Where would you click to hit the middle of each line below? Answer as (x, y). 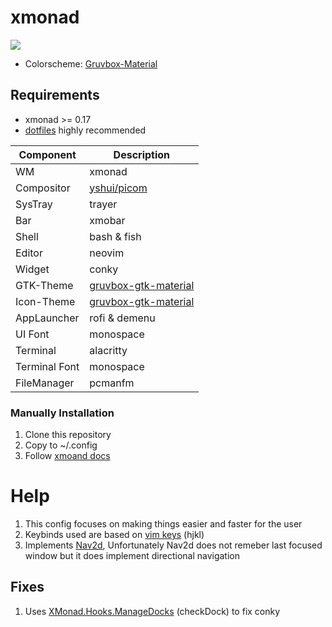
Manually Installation (62, 413)
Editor (29, 253)
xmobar (107, 220)
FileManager (45, 383)
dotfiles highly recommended (85, 130)
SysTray (34, 204)
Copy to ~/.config (61, 445)
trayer (103, 204)
